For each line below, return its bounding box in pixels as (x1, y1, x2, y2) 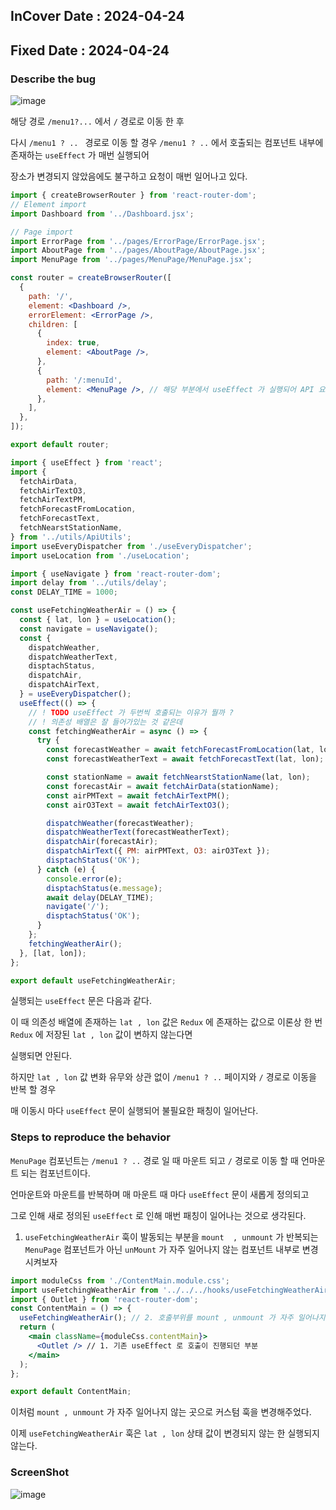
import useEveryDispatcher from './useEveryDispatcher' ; (10, 541, 253, 551)
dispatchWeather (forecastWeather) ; (46, 818, 195, 828)
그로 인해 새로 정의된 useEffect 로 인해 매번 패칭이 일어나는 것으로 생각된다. (10, 1209, 307, 1221)
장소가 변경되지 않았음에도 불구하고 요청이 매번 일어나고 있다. (10, 170, 248, 183)
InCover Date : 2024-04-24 (10, 8, 185, 25)
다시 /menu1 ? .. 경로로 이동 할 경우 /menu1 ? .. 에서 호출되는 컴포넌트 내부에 (10, 137, 324, 149)
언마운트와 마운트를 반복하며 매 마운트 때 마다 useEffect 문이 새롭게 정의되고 (10, 1188, 310, 1200)
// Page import (10, 227, 74, 237)
